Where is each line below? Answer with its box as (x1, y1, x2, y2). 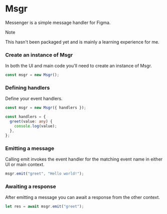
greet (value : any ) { (10, 119, 53, 124)
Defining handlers (5, 84, 50, 91)
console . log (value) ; (14, 123, 57, 129)
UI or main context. (5, 161, 45, 167)
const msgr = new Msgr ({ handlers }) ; (5, 105, 86, 110)
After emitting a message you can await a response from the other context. (5, 194, 160, 200)
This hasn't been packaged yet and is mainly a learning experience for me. (5, 38, 159, 45)
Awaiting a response (5, 183, 56, 190)
